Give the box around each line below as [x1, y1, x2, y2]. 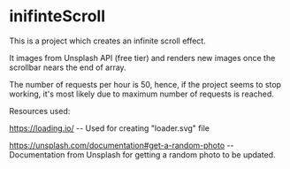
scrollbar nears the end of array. [9, 62, 126, 73]
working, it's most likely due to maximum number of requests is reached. [9, 88, 274, 99]
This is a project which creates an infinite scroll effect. [9, 35, 206, 46]
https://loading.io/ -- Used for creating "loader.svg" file [9, 122, 210, 134]
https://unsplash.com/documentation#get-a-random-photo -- [9, 140, 234, 150]
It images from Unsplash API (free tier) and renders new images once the [9, 52, 276, 63]
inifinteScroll [9, 6, 106, 27]
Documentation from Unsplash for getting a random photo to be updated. [9, 149, 276, 160]
